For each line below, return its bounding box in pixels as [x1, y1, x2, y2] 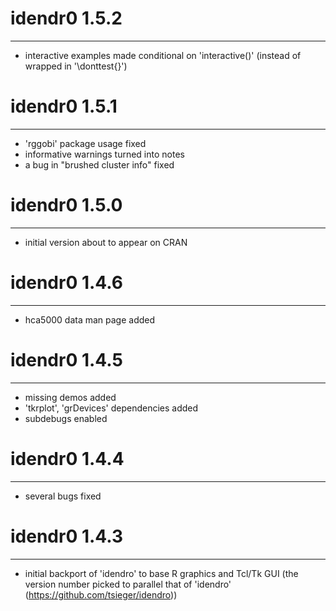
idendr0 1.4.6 [10, 272, 124, 294]
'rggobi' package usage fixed [24, 137, 147, 149]
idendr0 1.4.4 [10, 447, 125, 470]
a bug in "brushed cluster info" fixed [24, 158, 175, 171]
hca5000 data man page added [24, 313, 156, 326]
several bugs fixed [24, 490, 102, 502]
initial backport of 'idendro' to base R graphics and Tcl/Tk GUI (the [24, 567, 299, 579]
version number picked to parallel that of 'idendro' [24, 578, 232, 590]
